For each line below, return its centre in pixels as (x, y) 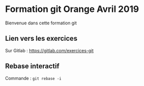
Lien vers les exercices (41, 39)
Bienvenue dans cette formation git (41, 23)
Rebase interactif (32, 66)
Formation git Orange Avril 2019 (72, 9)
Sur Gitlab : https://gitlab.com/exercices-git (49, 50)
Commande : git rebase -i (34, 78)
